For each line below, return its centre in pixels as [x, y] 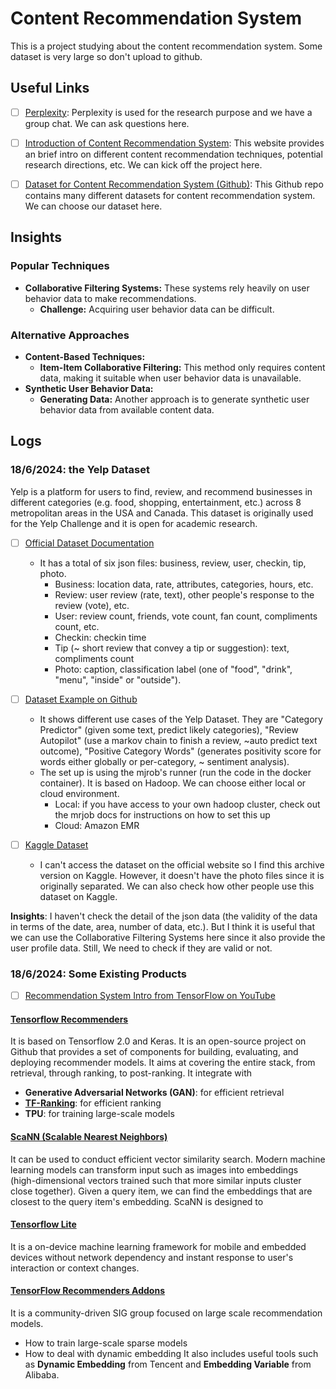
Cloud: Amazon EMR [97, 825]
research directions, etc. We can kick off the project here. [143, 164]
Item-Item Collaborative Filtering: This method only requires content [182, 367]
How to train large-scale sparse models [106, 1343]
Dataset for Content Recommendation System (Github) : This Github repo [174, 184]
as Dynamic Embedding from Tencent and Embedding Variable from [168, 1364]
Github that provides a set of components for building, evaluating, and [154, 1052]
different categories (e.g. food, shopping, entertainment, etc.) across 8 [156, 502]
